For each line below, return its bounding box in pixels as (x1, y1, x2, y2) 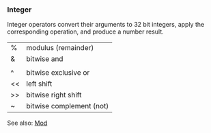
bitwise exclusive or (26, 68, 90, 77)
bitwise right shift (26, 90, 82, 100)
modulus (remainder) (26, 43, 94, 53)
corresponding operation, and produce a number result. (7, 27, 164, 36)
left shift (26, 79, 53, 88)
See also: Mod (7, 119, 48, 128)
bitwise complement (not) (26, 101, 109, 111)
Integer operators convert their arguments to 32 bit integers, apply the (7, 21, 205, 29)
